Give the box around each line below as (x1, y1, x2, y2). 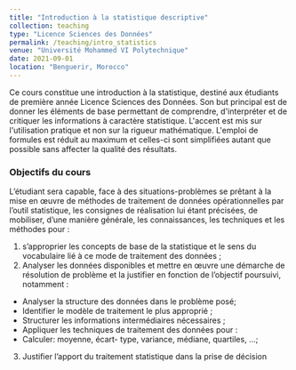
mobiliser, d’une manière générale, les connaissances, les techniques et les (9, 214, 285, 225)
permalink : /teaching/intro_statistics (9, 37, 157, 47)
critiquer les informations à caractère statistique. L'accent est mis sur (9, 115, 262, 125)
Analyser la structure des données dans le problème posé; (21, 296, 237, 307)
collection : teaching (9, 21, 90, 30)
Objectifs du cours (9, 165, 92, 178)
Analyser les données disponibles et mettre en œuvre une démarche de (21, 260, 285, 271)
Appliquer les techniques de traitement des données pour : (21, 325, 238, 335)
